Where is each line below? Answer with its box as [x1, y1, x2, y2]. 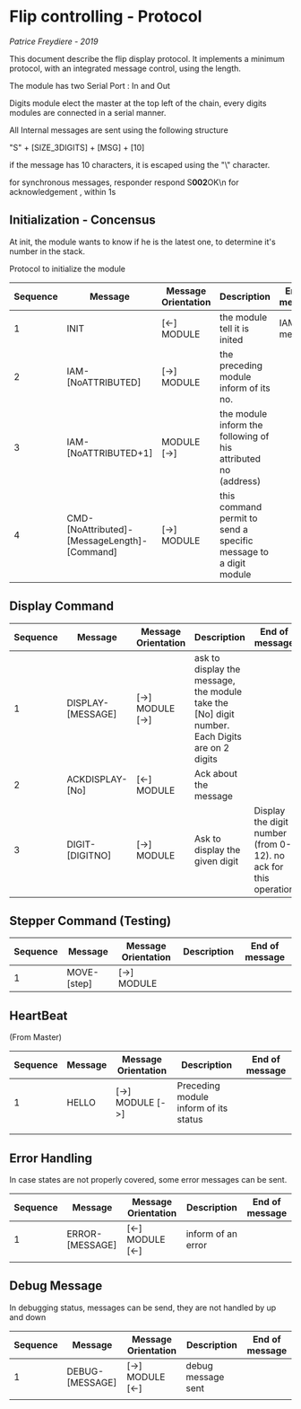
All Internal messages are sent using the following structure [9, 124, 228, 136]
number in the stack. [9, 245, 85, 257]
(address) [219, 474, 262, 487]
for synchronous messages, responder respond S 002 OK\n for [9, 177, 239, 188]
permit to [219, 512, 258, 524]
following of [219, 429, 270, 442]
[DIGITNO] [66, 849, 112, 861]
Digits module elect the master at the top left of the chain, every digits [9, 97, 267, 109]
